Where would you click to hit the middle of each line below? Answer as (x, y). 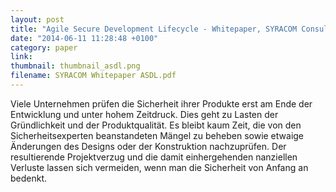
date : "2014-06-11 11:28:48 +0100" (84, 38)
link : (21, 57)
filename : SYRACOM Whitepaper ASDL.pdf (93, 76)
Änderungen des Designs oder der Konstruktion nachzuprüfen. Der (148, 146)
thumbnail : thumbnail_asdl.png (75, 66)
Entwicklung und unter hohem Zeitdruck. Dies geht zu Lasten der (144, 114)
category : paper (44, 47)
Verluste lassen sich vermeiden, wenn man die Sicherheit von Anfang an (159, 167)
